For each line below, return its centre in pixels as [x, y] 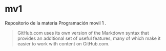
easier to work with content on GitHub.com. [63, 43]
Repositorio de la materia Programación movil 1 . [56, 23]
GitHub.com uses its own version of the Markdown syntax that [83, 33]
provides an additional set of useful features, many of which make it [89, 38]
